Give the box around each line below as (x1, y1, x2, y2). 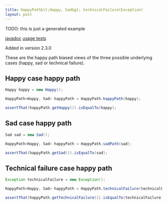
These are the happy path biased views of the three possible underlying (5, 54, 153, 60)
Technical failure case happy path (5, 164, 113, 172)
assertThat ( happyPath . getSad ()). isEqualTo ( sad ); (5, 150, 108, 155)
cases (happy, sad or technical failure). (5, 60, 85, 66)
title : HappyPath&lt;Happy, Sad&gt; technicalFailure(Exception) (5, 7, 143, 12)
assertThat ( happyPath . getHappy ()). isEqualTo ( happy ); (5, 105, 117, 110)
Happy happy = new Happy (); (5, 88, 64, 93)
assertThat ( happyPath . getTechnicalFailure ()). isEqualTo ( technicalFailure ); (5, 195, 166, 200)
